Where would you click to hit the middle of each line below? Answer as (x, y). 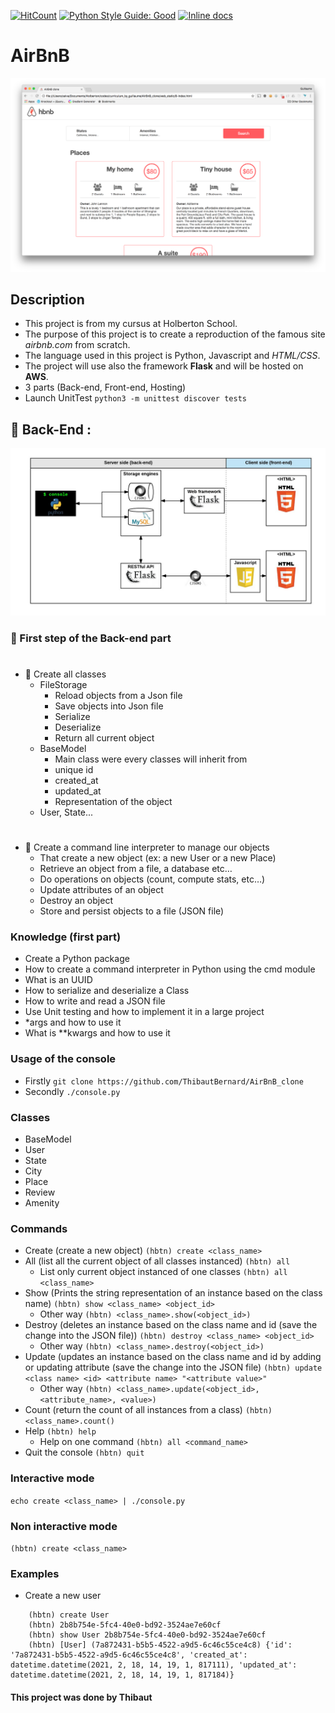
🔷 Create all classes (65, 674)
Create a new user (63, 1596)
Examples (35, 1573)
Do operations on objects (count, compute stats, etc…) (152, 879)
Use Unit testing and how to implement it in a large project (144, 1012)
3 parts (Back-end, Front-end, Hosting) (105, 387)
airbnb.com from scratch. (77, 345)
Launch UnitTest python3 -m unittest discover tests (135, 398)
